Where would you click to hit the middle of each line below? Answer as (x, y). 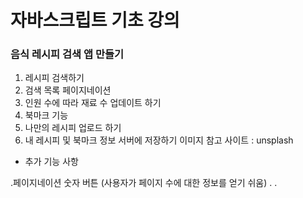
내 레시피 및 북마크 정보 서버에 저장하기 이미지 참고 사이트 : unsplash (159, 140)
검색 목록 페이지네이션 (68, 90)
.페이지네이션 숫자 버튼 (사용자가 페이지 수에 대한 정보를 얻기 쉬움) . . (144, 183)
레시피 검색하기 (54, 78)
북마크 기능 (46, 115)
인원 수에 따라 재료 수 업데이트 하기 (93, 103)
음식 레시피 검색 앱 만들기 (67, 54)
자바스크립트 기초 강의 (95, 20)
